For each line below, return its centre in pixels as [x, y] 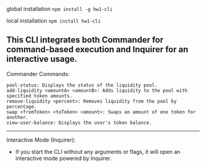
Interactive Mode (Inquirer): [41, 140]
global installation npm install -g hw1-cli [59, 9]
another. [17, 117]
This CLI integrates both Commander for [85, 40]
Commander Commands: [38, 74]
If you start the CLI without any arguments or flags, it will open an [98, 151]
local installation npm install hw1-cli [54, 21]
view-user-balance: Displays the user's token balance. [79, 123]
